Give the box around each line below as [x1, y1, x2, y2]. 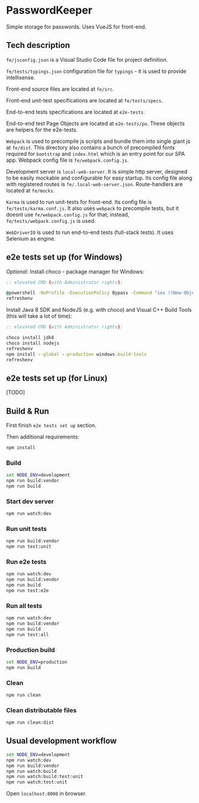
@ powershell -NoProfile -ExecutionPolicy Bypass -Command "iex [6, 290, 166, 296]
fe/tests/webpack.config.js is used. [6, 217, 96, 224]
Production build [6, 645, 55, 654]
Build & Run [6, 406, 49, 416]
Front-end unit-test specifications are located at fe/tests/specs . [6, 97, 163, 104]
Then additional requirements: [6, 433, 80, 440]
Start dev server [6, 497, 54, 506]
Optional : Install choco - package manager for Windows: [6, 268, 145, 275]
